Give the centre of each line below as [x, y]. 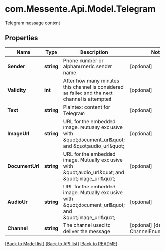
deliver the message [87, 231]
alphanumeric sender [88, 66]
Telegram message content [33, 23]
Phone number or [83, 60]
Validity [17, 90]
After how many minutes [91, 81]
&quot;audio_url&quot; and [94, 172]
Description [94, 52]
